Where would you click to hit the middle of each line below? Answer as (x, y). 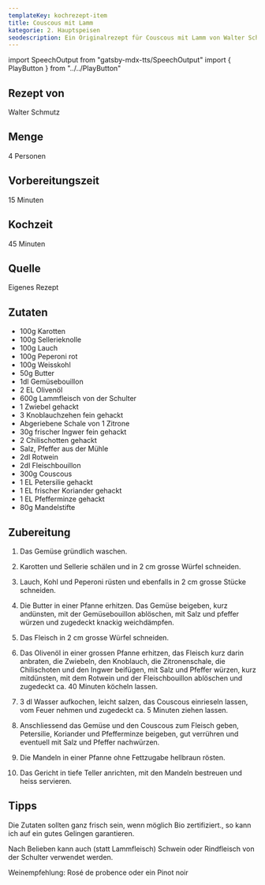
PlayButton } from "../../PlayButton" (65, 69)
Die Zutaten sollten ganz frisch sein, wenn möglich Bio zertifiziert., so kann (130, 825)
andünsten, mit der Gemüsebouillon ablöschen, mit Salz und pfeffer (129, 613)
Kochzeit (31, 225)
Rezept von (36, 93)
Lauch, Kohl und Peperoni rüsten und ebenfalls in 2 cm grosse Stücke (133, 582)
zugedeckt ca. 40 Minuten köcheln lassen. (88, 686)
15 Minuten (26, 200)
